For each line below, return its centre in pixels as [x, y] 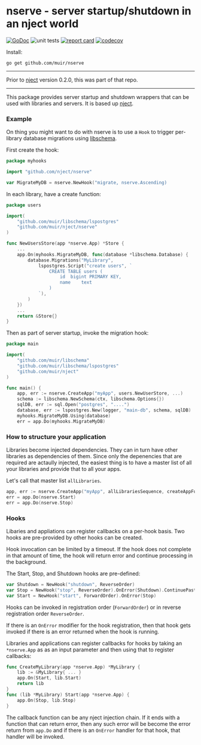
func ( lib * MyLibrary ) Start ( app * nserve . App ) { [68, 695]
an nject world [42, 24]
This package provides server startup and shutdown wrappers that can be [98, 97]
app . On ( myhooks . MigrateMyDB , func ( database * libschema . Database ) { [103, 254]
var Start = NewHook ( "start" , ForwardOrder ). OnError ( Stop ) [81, 596]
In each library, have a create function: [54, 194]
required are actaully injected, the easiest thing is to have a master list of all [99, 462]
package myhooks [26, 161]
